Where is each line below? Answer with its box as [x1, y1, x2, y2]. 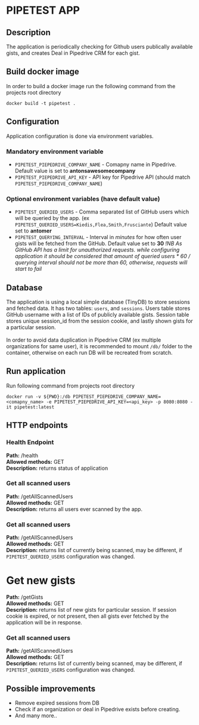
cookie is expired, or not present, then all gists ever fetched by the [6, 612, 169, 620]
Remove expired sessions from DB [14, 699, 99, 707]
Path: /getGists [6, 594, 43, 601]
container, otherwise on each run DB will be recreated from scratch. [6, 349, 173, 357]
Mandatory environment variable [6, 147, 104, 156]
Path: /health [6, 451, 39, 459]
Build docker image [6, 67, 79, 77]
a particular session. [6, 324, 56, 331]
